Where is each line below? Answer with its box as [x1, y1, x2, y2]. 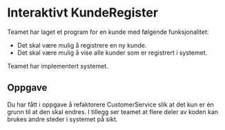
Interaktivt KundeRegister [7, 5, 159, 21]
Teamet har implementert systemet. [7, 62, 108, 70]
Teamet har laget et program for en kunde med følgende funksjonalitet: [7, 28, 209, 36]
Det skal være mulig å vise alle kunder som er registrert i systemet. [17, 48, 208, 57]
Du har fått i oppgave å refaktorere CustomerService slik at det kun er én [7, 100, 214, 109]
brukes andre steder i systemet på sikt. [7, 115, 118, 123]
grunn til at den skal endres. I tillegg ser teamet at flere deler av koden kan [7, 107, 219, 115]
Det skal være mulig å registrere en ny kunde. [17, 41, 147, 49]
